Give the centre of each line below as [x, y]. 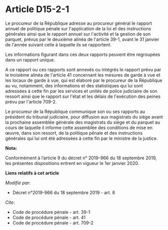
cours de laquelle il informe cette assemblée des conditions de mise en [79, 128]
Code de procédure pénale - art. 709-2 [53, 222]
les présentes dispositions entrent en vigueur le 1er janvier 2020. [72, 163]
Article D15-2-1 [37, 9]
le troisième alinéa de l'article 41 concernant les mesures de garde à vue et [83, 75]
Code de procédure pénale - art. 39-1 [51, 212]
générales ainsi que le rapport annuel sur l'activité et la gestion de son [78, 34]
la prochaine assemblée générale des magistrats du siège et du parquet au [83, 122]
